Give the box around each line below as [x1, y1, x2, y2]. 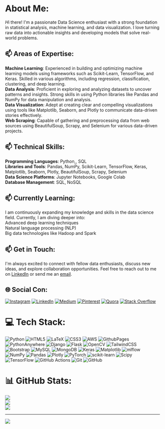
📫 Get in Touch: [5, 245, 55, 254]
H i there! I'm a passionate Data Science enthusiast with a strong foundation [5, 19, 158, 25]
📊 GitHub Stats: [5, 375, 72, 386]
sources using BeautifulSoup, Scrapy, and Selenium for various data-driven [5, 122, 158, 128]
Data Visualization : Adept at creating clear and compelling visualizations [5, 102, 153, 108]
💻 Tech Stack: [5, 316, 66, 328]
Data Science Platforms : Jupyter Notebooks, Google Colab [5, 174, 126, 180]
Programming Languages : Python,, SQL [5, 158, 87, 164]
